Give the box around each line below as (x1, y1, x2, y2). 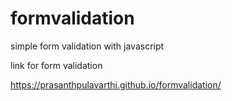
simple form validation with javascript (10, 40, 165, 52)
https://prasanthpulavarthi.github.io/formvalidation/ (10, 78, 222, 91)
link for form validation (10, 59, 103, 71)
